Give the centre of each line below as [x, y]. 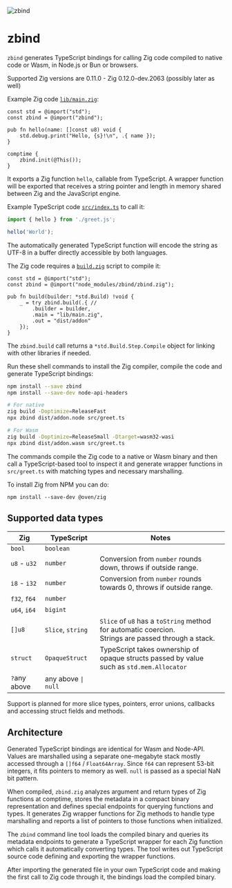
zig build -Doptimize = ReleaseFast [57, 412]
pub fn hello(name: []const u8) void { [65, 130]
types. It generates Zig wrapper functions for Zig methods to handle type [111, 813]
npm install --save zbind [44, 386]
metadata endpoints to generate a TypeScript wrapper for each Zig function [115, 842]
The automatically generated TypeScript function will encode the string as [113, 245]
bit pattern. [23, 778]
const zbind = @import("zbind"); [55, 117]
